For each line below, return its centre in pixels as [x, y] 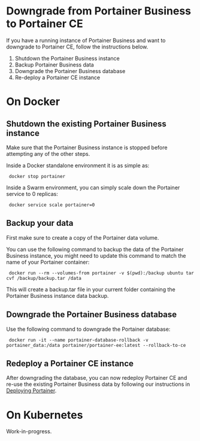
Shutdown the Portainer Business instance [67, 58]
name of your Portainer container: [48, 262]
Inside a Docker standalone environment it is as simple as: [78, 165]
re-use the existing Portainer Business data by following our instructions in [98, 384]
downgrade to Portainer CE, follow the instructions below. [77, 47]
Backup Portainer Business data [54, 65]
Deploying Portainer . [31, 391]
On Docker [33, 102]
